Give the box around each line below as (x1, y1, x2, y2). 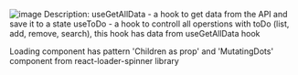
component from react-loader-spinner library (9, 56, 180, 66)
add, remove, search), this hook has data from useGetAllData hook (9, 28, 261, 38)
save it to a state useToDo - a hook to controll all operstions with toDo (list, (9, 18, 290, 29)
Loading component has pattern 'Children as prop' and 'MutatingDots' (9, 46, 274, 57)
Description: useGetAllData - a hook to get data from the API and (44, 9, 288, 19)
